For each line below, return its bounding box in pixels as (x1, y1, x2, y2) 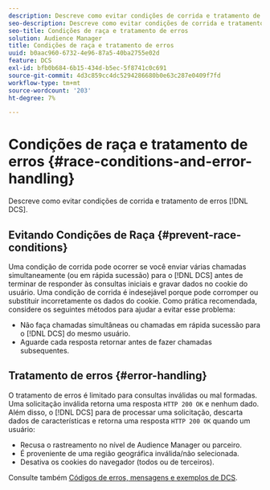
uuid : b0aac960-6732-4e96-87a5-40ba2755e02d (8, 49, 160, 57)
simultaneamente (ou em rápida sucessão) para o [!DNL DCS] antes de (8, 271, 243, 280)
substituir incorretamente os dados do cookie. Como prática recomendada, (8, 296, 257, 305)
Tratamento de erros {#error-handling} (8, 369, 207, 382)
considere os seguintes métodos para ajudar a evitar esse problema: (8, 304, 235, 314)
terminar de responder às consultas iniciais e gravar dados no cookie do (8, 279, 248, 288)
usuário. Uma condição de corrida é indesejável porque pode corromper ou (8, 288, 259, 297)
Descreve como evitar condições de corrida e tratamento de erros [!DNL (8, 196, 248, 206)
